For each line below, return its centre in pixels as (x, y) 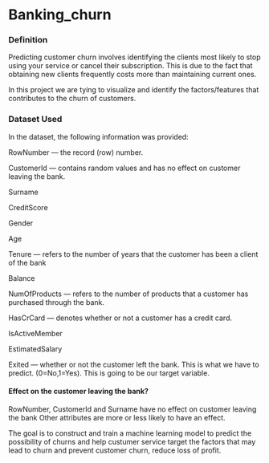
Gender (21, 223)
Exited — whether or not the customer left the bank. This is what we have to (134, 364)
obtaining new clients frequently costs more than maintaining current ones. (132, 75)
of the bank (27, 262)
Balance (22, 278)
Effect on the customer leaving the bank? (78, 392)
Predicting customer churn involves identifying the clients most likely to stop (134, 57)
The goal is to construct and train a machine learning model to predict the (130, 433)
